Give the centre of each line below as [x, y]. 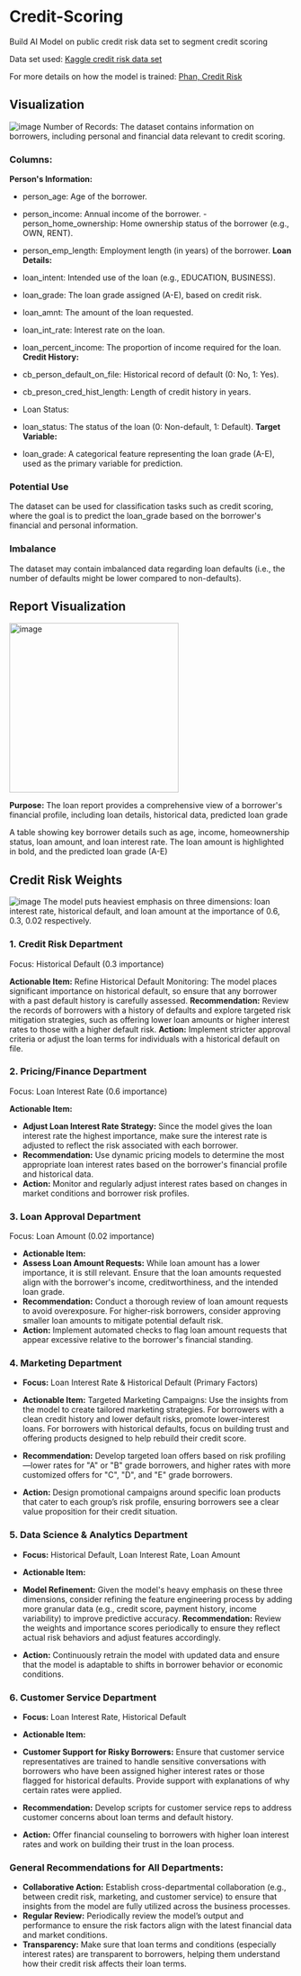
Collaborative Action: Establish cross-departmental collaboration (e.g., [154, 1887]
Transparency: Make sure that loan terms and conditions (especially [149, 1944]
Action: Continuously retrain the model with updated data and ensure [151, 1654]
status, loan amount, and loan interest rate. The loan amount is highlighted [147, 842]
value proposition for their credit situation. [100, 1512]
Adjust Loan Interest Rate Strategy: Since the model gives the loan [147, 1126]
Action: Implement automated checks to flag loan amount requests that [155, 1330]
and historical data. [58, 1174]
